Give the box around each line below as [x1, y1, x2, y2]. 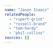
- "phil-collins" [9, 30, 45, 35]
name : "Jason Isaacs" [4, 7, 50, 12]
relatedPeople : [4, 12, 36, 17]
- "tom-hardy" [9, 26, 38, 31]
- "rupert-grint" [9, 16, 45, 21]
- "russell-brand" [9, 21, 48, 26]
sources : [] [4, 35, 29, 40]
